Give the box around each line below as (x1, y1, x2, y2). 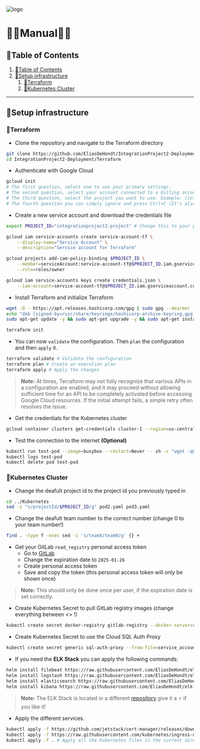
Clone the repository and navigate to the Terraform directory (14, 139, 164, 146)
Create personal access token (23, 562, 98, 570)
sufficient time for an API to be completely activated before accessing (20, 390, 192, 397)
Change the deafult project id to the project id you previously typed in (14, 487, 186, 494)
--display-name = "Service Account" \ (17, 239, 108, 245)
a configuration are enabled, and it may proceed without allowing (20, 384, 180, 391)
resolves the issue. (20, 403, 67, 410)
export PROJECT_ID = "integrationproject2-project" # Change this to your (6, 223, 190, 229)
